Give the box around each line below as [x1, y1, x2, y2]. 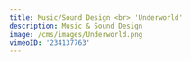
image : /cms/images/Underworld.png [9, 30, 143, 39]
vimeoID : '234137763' [9, 38, 91, 48]
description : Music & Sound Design [9, 22, 143, 30]
